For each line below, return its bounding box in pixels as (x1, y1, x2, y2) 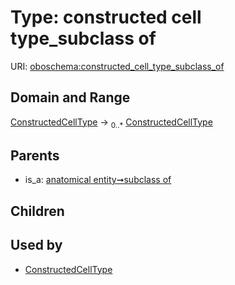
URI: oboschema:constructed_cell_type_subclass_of (10, 60, 225, 72)
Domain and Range (10, 89, 131, 106)
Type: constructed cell (10, 6, 202, 29)
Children (10, 202, 65, 220)
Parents (10, 147, 60, 164)
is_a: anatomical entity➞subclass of (24, 174, 172, 186)
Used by (10, 237, 63, 254)
